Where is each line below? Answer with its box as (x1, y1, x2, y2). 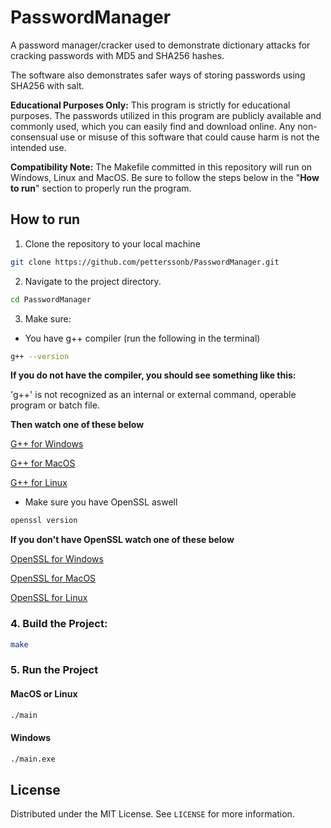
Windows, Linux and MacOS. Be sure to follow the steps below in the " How (10, 171, 320, 183)
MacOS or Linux (10, 687, 78, 700)
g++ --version (10, 351, 70, 361)
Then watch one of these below (10, 419, 145, 431)
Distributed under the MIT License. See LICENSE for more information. (10, 808, 295, 820)
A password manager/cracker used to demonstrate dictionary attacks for (10, 39, 311, 51)
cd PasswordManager (10, 294, 92, 305)
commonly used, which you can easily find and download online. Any (10, 120, 296, 132)
